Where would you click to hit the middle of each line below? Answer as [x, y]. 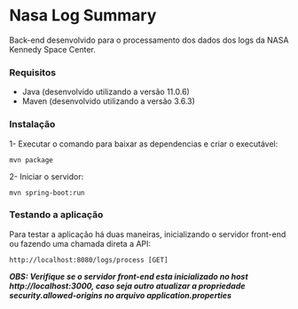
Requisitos [32, 72]
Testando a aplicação [56, 215]
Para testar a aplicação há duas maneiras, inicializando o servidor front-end [148, 234]
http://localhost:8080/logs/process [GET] [89, 260]
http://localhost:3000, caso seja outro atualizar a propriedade [127, 286]
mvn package [31, 160]
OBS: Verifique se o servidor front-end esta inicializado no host [129, 276]
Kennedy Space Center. [52, 49]
